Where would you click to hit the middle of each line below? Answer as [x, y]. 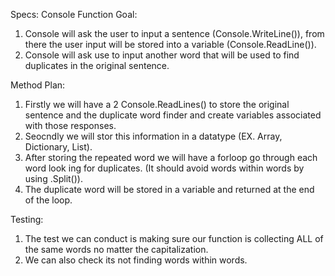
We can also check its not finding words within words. [136, 260]
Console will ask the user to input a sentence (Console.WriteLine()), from [174, 33]
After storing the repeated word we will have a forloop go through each [171, 157]
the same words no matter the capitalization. [116, 249]
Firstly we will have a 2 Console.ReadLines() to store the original [157, 104]
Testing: [27, 219]
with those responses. [70, 125]
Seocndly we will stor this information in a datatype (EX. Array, [153, 136]
